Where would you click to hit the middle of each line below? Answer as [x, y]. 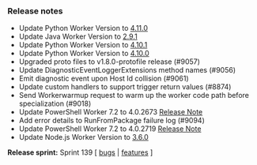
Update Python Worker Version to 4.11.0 [83, 28]
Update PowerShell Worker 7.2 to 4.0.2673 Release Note [111, 112]
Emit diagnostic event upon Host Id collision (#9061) [104, 79]
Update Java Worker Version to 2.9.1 [78, 36]
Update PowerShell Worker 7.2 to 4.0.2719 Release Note [110, 129]
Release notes [35, 11]
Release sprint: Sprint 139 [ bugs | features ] [80, 152]
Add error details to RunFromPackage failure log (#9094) [111, 121]
